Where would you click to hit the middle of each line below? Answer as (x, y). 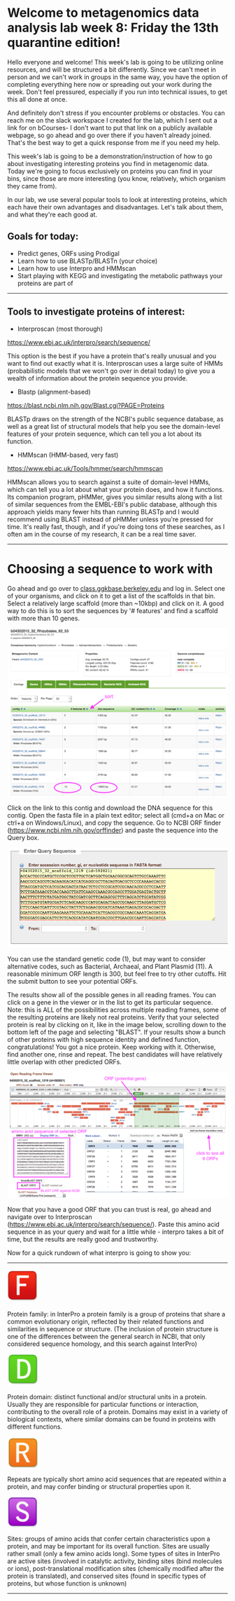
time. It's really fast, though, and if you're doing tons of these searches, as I (116, 526)
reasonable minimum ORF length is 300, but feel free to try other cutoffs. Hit (117, 974)
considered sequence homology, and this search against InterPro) (102, 1344)
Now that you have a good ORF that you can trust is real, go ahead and (109, 1209)
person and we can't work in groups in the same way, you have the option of (117, 77)
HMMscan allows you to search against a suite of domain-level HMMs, (109, 482)
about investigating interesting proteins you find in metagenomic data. (108, 163)
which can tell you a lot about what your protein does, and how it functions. (116, 489)
